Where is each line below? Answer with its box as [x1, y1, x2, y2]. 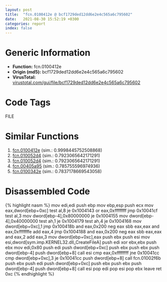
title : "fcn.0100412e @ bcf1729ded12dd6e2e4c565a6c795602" [5, 12, 133, 17]
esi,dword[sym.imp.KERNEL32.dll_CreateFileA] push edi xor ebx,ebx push [5, 239, 157, 245]
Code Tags [5, 97, 51, 108]
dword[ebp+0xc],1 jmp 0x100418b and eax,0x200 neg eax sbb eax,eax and [5, 223, 160, 229]
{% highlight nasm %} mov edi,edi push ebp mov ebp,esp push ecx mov [5, 202, 154, 208]
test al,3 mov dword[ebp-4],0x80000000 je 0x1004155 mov [5, 212, 128, 219]
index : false [5, 26, 32, 31]
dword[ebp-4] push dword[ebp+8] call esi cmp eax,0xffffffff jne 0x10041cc [5, 250, 160, 256]
